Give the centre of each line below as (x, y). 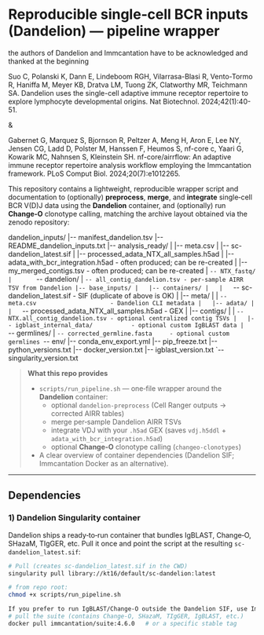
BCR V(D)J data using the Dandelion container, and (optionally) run (117, 205)
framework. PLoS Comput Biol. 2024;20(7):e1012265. (94, 173)
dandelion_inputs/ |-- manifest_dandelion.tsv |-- (86, 237)
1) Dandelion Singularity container (75, 518)
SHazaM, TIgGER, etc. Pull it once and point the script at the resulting (121, 543)
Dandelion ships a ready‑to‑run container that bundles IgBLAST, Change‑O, (130, 535)
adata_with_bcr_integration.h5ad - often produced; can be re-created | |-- (128, 262)
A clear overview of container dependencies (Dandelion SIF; (136, 455)
